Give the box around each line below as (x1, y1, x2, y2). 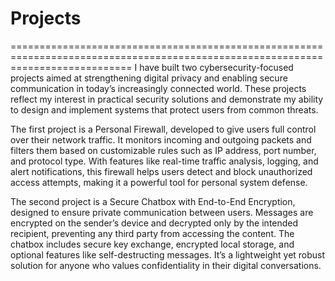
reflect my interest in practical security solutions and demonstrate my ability (10, 93, 324, 105)
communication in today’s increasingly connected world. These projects (10, 82, 307, 94)
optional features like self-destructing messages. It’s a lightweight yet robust (10, 248, 326, 261)
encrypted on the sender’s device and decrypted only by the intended (10, 217, 299, 229)
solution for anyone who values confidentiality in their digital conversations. (10, 259, 322, 271)
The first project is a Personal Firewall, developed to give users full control (10, 123, 317, 135)
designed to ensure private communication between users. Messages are (10, 206, 314, 218)
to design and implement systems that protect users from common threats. (10, 103, 319, 116)
